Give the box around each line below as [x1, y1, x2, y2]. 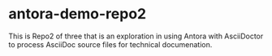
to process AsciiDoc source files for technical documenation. [8, 39, 213, 49]
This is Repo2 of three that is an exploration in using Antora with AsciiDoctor [8, 31, 264, 41]
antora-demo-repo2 [8, 5, 147, 23]
